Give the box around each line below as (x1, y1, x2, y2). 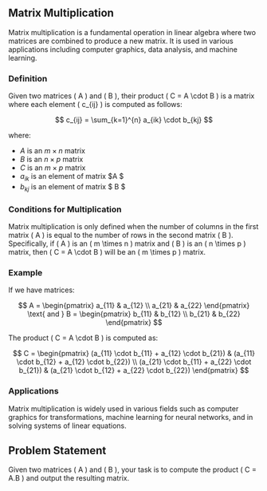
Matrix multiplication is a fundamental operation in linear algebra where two (8, 27, 257, 37)
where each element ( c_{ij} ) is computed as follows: (8, 100, 183, 109)
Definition (8, 73, 48, 84)
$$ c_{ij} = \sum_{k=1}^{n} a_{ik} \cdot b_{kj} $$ (54, 115, 214, 125)
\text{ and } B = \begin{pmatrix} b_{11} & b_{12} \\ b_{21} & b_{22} (27, 309, 241, 319)
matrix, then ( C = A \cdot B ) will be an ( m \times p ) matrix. (8, 247, 206, 256)
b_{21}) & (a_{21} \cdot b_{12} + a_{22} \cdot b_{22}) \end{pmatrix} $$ (18, 366, 249, 375)
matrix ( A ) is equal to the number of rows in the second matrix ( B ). (8, 231, 234, 240)
